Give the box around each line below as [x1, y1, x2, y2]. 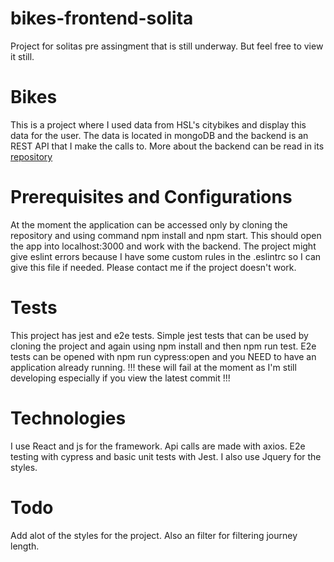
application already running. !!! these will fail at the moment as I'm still [10, 361, 297, 373]
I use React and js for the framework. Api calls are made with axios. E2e [10, 440, 306, 452]
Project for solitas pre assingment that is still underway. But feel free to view [10, 40, 324, 52]
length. [10, 540, 40, 552]
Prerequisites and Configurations [10, 186, 293, 209]
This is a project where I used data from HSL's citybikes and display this [10, 118, 307, 131]
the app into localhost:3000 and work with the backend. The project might [10, 240, 317, 252]
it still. [10, 50, 35, 62]
